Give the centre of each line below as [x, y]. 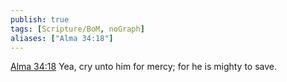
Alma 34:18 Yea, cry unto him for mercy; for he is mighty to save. [144, 67]
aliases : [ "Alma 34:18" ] [62, 38]
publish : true [40, 19]
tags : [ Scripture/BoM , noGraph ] [77, 29]
